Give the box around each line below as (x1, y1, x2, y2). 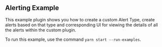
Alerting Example (5, 4, 59, 12)
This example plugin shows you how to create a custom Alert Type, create (5, 16, 155, 22)
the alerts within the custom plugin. (5, 27, 77, 33)
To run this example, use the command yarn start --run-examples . (5, 36, 141, 42)
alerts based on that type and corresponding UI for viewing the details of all (5, 22, 158, 28)
